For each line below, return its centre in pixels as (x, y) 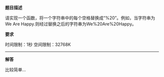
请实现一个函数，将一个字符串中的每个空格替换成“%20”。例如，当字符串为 (80, 18)
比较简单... (16, 69)
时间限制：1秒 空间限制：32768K (38, 45)
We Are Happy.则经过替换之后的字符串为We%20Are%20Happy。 (71, 24)
